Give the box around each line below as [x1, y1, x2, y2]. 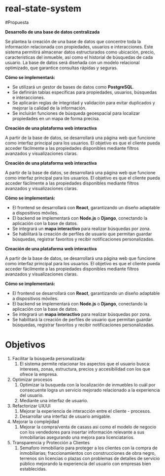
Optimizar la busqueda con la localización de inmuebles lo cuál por [19, 381, 156, 387]
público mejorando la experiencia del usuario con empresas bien [19, 461, 151, 467]
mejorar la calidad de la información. [12, 105, 87, 111]
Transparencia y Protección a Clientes [12, 439, 90, 445]
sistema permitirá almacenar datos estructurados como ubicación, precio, [5, 49, 155, 55]
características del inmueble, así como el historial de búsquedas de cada [5, 54, 153, 60]
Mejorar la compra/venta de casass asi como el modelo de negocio [19, 424, 157, 429]
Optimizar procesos [12, 377, 53, 382]
